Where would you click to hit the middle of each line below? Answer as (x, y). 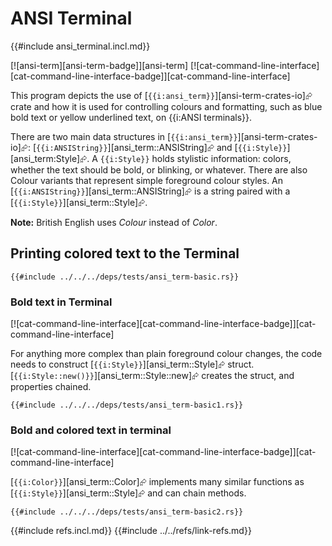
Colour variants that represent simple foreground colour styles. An (147, 180)
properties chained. (51, 387)
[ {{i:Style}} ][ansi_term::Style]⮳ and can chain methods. (128, 493)
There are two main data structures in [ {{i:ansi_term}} (124, 136)
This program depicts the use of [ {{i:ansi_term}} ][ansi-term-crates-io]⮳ (161, 95)
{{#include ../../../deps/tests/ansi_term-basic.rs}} (125, 277)
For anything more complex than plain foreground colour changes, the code (166, 354)
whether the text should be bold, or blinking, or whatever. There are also (159, 169)
